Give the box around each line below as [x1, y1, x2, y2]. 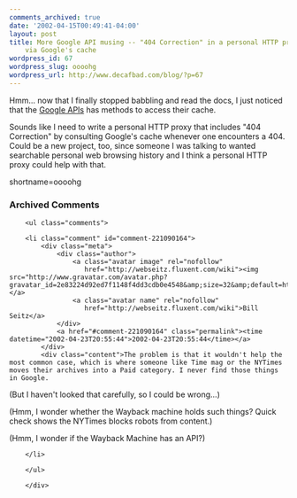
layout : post [9, 29, 57, 38]
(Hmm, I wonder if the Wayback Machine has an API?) [9, 433, 206, 444]
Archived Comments [9, 198, 100, 211]
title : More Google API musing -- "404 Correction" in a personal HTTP [9, 37, 278, 47]
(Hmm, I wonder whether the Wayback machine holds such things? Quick [9, 407, 277, 417]
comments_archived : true [9, 12, 101, 22]
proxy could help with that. [9, 159, 107, 169]
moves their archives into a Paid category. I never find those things [9, 366, 278, 375]
